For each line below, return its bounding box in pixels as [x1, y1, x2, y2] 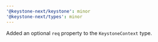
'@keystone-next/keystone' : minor [6, 8, 91, 14]
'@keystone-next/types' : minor [6, 14, 83, 20]
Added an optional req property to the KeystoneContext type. [6, 29, 153, 36]
